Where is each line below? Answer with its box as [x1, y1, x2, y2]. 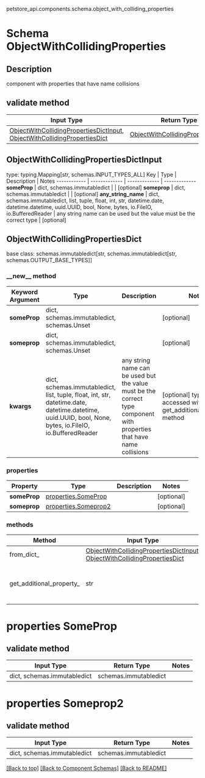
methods [6, 520, 34, 529]
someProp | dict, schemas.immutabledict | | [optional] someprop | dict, [6, 183, 186, 191]
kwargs [9, 402, 32, 410]
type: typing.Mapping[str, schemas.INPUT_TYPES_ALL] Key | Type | [6, 171, 177, 178]
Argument [9, 295, 40, 304]
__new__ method [6, 272, 57, 281]
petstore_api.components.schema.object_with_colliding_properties [6, 6, 174, 12]
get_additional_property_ [9, 579, 81, 588]
